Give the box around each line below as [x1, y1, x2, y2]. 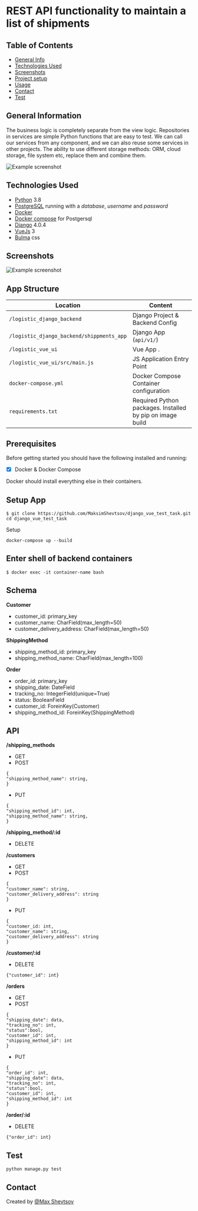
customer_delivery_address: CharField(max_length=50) [14, 625, 149, 632]
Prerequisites [6, 439, 57, 449]
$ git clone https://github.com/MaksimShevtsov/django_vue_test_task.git [6, 510, 192, 516]
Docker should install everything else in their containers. [6, 478, 143, 485]
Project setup [14, 75, 48, 82]
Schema [6, 585, 37, 595]
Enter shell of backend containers [6, 553, 133, 563]
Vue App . [132, 345, 160, 353]
